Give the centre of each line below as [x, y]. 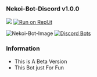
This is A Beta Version [41, 61]
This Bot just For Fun [39, 67]
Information [23, 48]
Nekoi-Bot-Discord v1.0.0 [43, 9]
